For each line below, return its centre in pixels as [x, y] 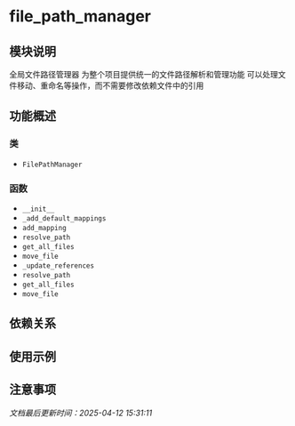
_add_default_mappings [64, 218]
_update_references [58, 265]
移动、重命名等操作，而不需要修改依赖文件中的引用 [110, 85]
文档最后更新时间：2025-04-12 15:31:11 [81, 413]
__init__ [38, 209]
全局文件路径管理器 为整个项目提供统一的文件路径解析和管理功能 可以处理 [144, 74]
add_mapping [44, 228]
